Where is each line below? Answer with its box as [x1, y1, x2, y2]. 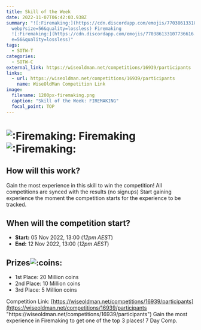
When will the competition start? [6, 218, 130, 228]
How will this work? [6, 166, 81, 176]
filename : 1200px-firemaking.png [11, 92, 95, 98]
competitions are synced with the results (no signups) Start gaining [6, 188, 172, 195]
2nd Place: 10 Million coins [14, 280, 81, 287]
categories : [6, 53, 36, 59]
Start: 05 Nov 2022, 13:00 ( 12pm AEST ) [14, 234, 114, 241]
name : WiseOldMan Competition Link [17, 81, 106, 87]
